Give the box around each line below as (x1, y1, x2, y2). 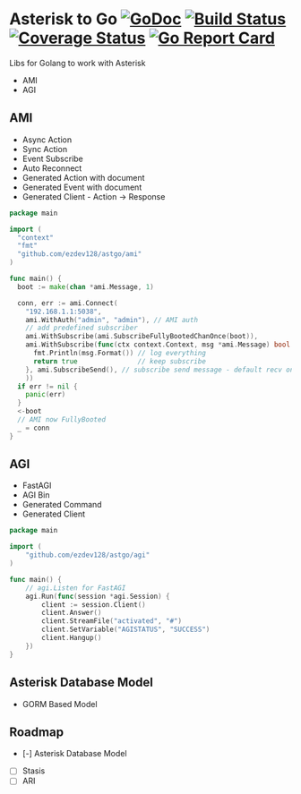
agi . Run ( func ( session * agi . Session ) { (25, 592, 170, 601)
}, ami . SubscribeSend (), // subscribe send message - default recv (25, 365, 282, 374)
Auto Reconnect (21, 162, 82, 174)
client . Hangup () (41, 634, 102, 643)
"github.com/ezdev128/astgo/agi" (25, 551, 150, 559)
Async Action (21, 134, 73, 145)
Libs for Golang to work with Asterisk (9, 57, 146, 68)
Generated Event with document (21, 182, 142, 192)
